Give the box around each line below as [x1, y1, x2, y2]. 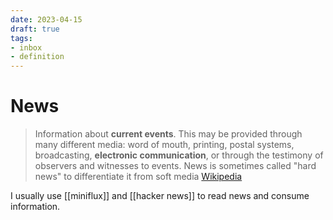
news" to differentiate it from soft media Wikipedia [34, 171, 243, 183]
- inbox [10, 42, 43, 53]
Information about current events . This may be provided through [34, 128, 303, 140]
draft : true [10, 24, 60, 34]
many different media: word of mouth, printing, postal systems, [34, 139, 295, 151]
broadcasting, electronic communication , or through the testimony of [34, 149, 324, 161]
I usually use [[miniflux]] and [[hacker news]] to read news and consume [10, 190, 310, 202]
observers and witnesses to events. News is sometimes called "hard [34, 160, 317, 172]
